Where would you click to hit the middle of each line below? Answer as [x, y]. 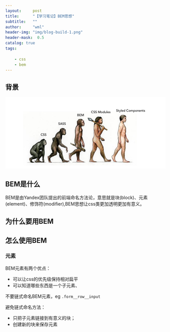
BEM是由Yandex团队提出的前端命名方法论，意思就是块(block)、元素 [77, 197]
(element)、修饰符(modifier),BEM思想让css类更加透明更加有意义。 [75, 203]
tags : [11, 48]
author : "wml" [25, 27]
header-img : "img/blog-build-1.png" [44, 32]
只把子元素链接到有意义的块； [44, 318]
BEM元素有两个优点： [28, 268]
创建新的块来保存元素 [35, 324]
